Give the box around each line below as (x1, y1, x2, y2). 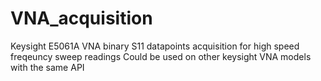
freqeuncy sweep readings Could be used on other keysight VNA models (10, 50, 312, 62)
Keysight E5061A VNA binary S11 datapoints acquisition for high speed (10, 40, 300, 52)
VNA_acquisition (10, 7, 153, 30)
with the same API (10, 61, 85, 73)
